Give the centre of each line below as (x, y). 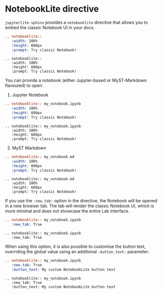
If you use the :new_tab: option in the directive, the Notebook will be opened (81, 201)
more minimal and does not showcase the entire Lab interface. (67, 211)
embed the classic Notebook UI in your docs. (50, 27)
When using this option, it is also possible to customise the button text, (75, 246)
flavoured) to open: (24, 85)
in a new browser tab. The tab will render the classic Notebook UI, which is (80, 206)
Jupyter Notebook (30, 95)
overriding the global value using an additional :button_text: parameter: (77, 252)
